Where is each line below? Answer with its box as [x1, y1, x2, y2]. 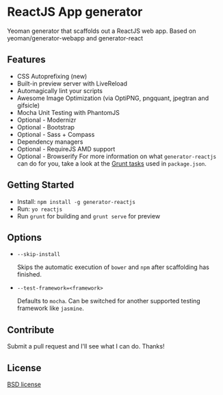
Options [7, 231, 42, 243]
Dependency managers [16, 138, 83, 146]
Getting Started [7, 179, 75, 191]
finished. [16, 270, 42, 279]
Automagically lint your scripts [16, 86, 103, 94]
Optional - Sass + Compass [16, 130, 95, 138]
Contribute [7, 324, 55, 335]
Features [7, 54, 46, 66]
